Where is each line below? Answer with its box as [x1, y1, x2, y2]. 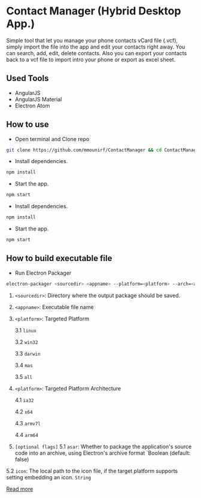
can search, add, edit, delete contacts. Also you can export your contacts [6, 49, 187, 56]
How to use [6, 119, 49, 130]
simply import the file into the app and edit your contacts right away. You [6, 43, 185, 50]
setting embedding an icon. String [6, 473, 92, 481]
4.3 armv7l [14, 419, 41, 427]
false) [14, 455, 29, 463]
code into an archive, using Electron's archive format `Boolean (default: [14, 449, 191, 457]
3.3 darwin [14, 350, 41, 357]
